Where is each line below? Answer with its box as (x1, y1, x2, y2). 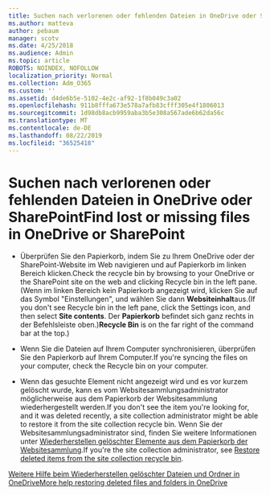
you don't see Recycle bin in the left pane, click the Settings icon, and (19, 303, 251, 312)
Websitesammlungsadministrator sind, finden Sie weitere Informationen (19, 428, 257, 438)
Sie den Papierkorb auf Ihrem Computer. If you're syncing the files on (19, 353, 248, 362)
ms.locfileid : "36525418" (8, 138, 95, 147)
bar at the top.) (19, 328, 70, 338)
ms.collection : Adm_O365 (8, 79, 92, 87)
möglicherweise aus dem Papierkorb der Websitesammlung (19, 394, 218, 403)
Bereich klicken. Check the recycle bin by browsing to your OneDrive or (19, 269, 255, 278)
